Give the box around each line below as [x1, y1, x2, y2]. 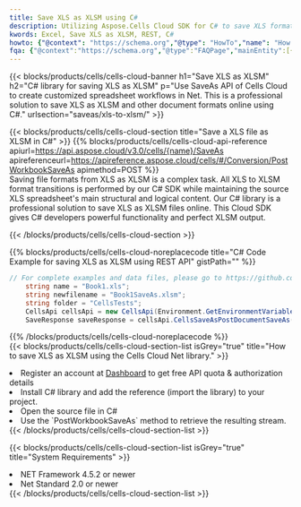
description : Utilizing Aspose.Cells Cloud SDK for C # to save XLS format [9, 21, 295, 30]
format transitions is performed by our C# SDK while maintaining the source [9, 184, 289, 194]
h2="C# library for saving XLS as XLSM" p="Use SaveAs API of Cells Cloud [9, 81, 288, 91]
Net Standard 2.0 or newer [21, 478, 119, 489]
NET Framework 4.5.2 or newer [21, 469, 136, 480]
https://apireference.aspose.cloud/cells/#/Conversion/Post [71, 155, 288, 166]
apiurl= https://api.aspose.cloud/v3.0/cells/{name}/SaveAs [9, 145, 224, 157]
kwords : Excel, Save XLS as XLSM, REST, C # [9, 30, 175, 39]
